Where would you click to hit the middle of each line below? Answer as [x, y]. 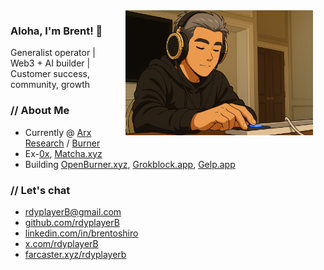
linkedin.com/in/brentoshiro [81, 233]
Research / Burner [62, 143]
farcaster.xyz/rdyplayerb [75, 254]
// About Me [40, 111]
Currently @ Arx [58, 132]
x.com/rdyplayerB [61, 243]
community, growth [50, 85]
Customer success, [50, 74]
